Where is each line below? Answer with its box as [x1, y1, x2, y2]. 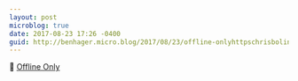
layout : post [9, 12, 58, 22]
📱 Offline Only [9, 62, 60, 72]
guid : [9, 37, 29, 47]
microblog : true [9, 21, 69, 30]
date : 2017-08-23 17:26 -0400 [9, 29, 122, 38]
